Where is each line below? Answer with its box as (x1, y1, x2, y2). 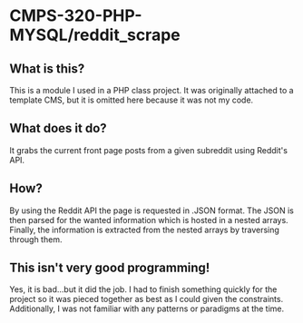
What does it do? (9, 121, 107, 136)
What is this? (9, 61, 85, 76)
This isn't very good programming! (9, 260, 210, 276)
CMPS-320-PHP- (9, 5, 142, 26)
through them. (9, 233, 63, 245)
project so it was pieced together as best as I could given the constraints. (9, 294, 284, 305)
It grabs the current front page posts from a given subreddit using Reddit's (9, 144, 288, 155)
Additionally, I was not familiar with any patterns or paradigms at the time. (9, 303, 285, 314)
